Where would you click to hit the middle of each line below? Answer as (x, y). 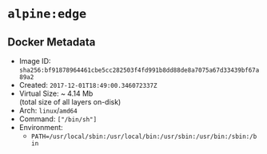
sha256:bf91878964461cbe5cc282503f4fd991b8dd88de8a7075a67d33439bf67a (139, 70)
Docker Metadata (52, 42)
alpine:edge (47, 14)
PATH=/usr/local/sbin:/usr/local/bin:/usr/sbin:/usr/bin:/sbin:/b (144, 136)
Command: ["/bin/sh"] (58, 119)
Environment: (41, 127)
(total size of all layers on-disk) (70, 102)
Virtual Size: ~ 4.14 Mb (56, 93)
